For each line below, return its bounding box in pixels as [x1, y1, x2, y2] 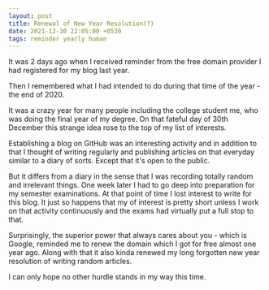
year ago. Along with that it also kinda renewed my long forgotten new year [8, 248, 260, 258]
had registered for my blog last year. [8, 66, 130, 76]
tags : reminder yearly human [8, 34, 107, 43]
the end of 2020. [8, 90, 65, 100]
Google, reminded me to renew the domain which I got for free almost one [8, 239, 257, 249]
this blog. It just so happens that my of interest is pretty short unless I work [8, 197, 259, 207]
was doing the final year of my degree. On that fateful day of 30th [8, 115, 229, 124]
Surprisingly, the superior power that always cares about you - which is [8, 231, 248, 240]
